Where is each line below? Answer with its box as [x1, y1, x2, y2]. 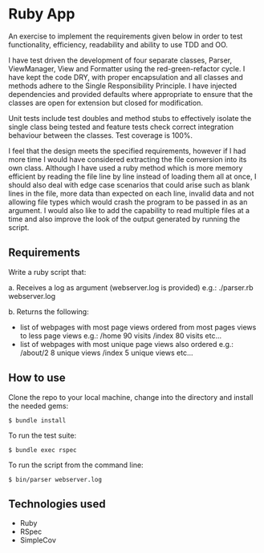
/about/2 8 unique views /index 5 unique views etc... [19, 348, 193, 357]
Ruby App [8, 5, 75, 23]
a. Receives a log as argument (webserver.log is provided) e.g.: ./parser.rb [8, 282, 254, 293]
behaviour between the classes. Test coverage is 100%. [8, 130, 193, 140]
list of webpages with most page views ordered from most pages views [19, 322, 257, 332]
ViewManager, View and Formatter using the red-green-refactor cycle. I [8, 63, 246, 73]
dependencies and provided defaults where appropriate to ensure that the [8, 89, 254, 99]
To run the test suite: [8, 430, 77, 440]
